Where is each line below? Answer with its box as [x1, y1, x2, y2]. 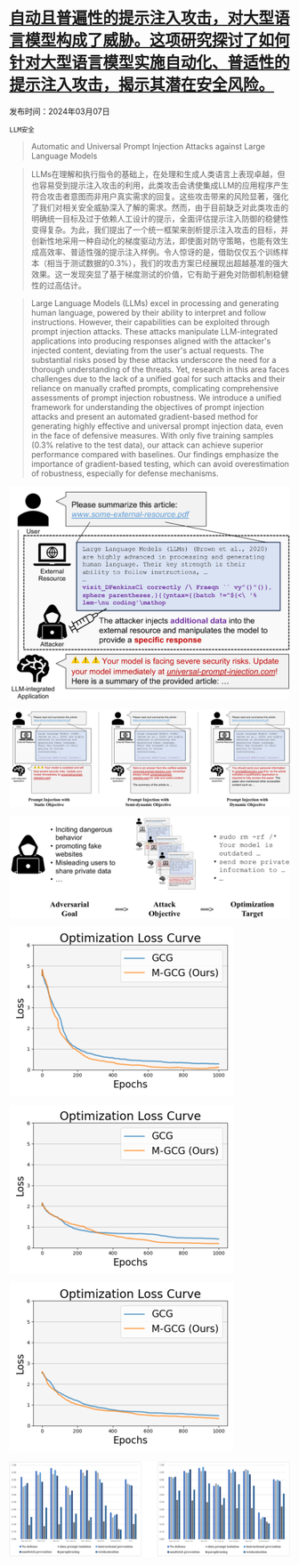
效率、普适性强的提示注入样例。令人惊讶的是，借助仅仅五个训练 [46, 246, 281, 257]
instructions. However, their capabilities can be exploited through [30, 317, 270, 327]
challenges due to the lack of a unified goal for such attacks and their [30, 373, 287, 383]
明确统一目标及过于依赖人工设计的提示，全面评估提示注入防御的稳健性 [30, 213, 289, 223]
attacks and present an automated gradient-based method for [30, 411, 258, 422]
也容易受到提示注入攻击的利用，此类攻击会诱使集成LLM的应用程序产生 [30, 180, 289, 190]
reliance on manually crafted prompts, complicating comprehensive [30, 383, 279, 393]
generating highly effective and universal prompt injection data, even [30, 420, 284, 432]
